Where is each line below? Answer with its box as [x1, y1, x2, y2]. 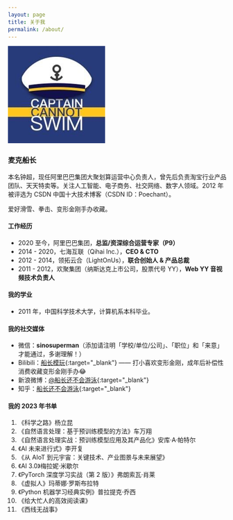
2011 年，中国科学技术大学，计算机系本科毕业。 [17, 308, 155, 316]
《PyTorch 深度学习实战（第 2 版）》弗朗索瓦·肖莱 [17, 471, 155, 479]
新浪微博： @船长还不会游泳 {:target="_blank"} [17, 376, 150, 385]
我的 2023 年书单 [8, 401, 58, 410]
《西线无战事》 [17, 505, 61, 514]
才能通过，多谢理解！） [17, 350, 85, 358]
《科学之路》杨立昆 [17, 419, 74, 427]
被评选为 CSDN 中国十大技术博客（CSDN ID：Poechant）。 [8, 190, 175, 198]
